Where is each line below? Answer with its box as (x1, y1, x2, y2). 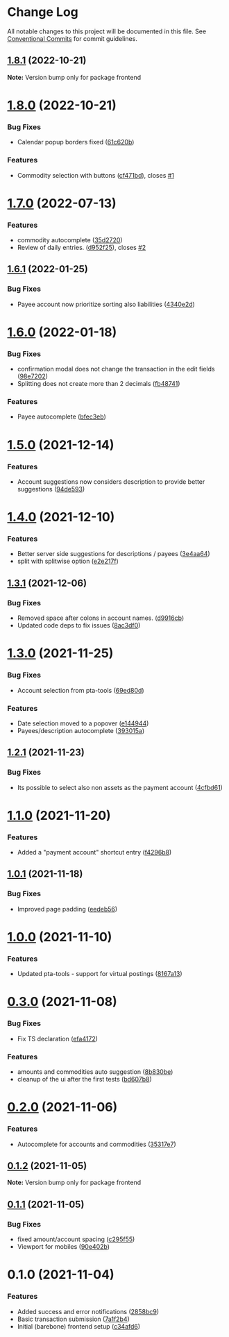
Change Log (7, 4, 78, 20)
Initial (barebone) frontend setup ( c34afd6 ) (17, 1322, 141, 1330)
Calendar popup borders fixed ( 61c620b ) (17, 138, 135, 146)
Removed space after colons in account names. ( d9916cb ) (17, 614, 185, 622)
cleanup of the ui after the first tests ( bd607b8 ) (17, 1075, 153, 1084)
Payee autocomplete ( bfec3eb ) (17, 412, 106, 421)
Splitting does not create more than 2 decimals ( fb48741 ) (17, 380, 180, 388)
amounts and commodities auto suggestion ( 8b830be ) (17, 1068, 173, 1076)
